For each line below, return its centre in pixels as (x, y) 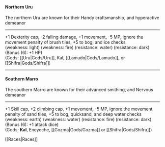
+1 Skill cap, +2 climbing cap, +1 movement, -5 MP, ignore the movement (79, 109)
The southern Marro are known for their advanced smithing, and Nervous (79, 90)
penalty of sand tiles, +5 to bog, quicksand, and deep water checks (73, 114)
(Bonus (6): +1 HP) (24, 53)
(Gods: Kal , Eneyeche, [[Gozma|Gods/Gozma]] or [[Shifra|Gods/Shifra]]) (79, 130)
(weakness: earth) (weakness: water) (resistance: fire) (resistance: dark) (78, 120)
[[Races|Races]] (21, 139)
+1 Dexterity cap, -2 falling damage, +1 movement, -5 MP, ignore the (74, 37)
